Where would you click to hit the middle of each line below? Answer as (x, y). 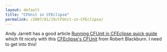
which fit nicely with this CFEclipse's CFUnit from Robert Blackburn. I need (83, 39)
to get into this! (21, 44)
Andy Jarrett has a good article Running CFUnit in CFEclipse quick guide (81, 34)
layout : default (22, 10)
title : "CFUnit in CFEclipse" (37, 15)
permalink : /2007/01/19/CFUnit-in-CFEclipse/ (54, 19)
